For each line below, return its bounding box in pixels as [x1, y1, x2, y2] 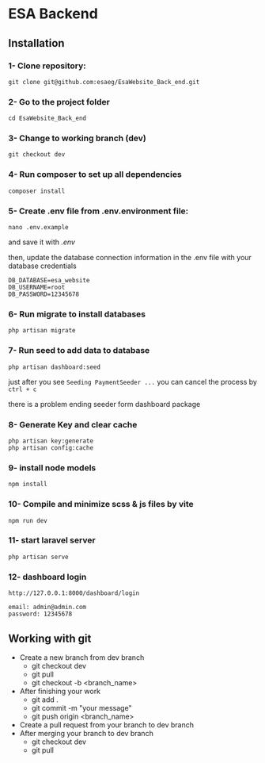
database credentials [8, 261, 77, 270]
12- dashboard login [8, 571, 87, 582]
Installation [8, 36, 65, 50]
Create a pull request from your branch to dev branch [19, 719, 195, 730]
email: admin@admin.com [8, 604, 87, 612]
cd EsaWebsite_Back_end [8, 114, 87, 123]
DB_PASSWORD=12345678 [8, 290, 80, 298]
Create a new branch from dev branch [19, 652, 145, 662]
